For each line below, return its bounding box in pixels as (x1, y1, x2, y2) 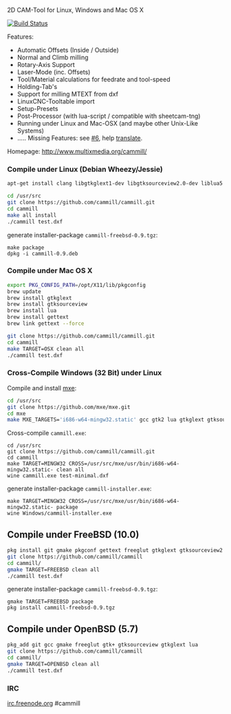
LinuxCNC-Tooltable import (16, 97, 95, 106)
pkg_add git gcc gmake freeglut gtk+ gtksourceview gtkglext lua (7, 642, 198, 648)
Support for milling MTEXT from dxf (16, 90, 119, 98)
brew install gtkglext (7, 295, 72, 301)
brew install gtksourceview (7, 301, 88, 308)
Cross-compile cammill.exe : (7, 429, 87, 437)
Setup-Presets (16, 105, 58, 112)
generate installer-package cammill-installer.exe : (7, 484, 152, 493)
